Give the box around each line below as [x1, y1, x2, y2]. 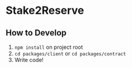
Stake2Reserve [5, 4, 84, 17]
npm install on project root [14, 43, 83, 51]
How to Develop [5, 28, 67, 38]
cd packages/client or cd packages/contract [14, 50, 127, 57]
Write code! [14, 57, 44, 63]
